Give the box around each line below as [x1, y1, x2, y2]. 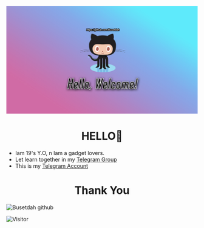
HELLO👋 [81, 130, 123, 143]
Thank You [74, 184, 130, 198]
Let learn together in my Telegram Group [15, 156, 117, 163]
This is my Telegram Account [15, 162, 89, 170]
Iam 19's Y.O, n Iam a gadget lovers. [15, 149, 105, 156]
